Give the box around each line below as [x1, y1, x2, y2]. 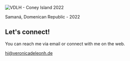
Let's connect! [5, 28, 50, 36]
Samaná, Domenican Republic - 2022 [5, 14, 80, 19]
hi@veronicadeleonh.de [5, 50, 53, 56]
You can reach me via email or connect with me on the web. [5, 41, 125, 46]
